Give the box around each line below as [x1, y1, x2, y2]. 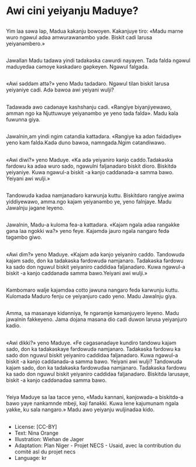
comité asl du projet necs [14, 448, 76, 455]
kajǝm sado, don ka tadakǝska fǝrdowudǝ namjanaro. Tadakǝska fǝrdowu [6, 257, 184, 264]
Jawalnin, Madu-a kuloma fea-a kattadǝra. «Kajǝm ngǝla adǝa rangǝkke [6, 221, 180, 228]
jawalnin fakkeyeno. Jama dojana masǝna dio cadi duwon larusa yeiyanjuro [6, 316, 187, 323]
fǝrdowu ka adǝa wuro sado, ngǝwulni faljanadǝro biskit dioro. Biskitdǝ [6, 163, 177, 170]
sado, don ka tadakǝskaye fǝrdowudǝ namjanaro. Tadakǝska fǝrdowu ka [6, 345, 181, 353]
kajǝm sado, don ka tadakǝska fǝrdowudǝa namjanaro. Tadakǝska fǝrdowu [6, 364, 187, 371]
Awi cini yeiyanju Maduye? [6, 4, 139, 18]
